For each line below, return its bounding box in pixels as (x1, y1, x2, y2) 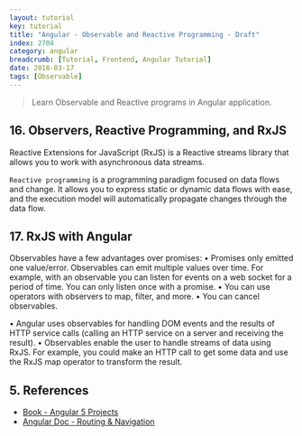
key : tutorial (9, 22, 63, 31)
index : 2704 (9, 38, 54, 48)
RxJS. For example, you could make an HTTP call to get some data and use (9, 347, 288, 357)
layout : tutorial (9, 13, 75, 23)
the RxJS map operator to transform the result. (9, 357, 183, 367)
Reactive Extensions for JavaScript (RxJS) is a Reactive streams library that (9, 146, 289, 158)
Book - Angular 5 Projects (22, 407, 119, 418)
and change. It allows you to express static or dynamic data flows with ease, (9, 183, 293, 194)
